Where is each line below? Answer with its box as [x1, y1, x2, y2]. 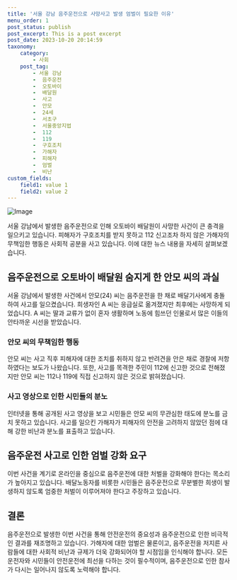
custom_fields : [7, 175, 52, 182]
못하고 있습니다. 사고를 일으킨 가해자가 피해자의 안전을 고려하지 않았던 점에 [14, 418, 221, 427]
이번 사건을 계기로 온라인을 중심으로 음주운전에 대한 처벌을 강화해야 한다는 [7, 470, 212, 478]
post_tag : [20, 63, 50, 70]
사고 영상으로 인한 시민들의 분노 [7, 392, 108, 402]
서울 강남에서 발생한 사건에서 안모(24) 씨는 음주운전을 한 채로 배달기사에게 [7, 291, 212, 300]
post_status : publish [7, 23, 71, 30]
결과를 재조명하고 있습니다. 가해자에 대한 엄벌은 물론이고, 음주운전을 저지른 [14, 539, 221, 547]
